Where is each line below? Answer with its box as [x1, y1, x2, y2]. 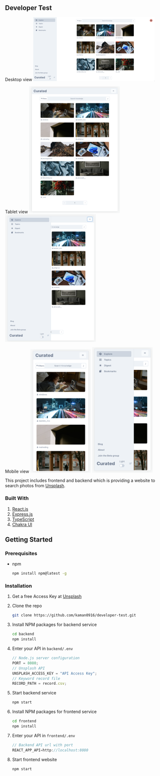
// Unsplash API [12, 666, 45, 671]
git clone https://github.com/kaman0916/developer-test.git [12, 613, 136, 618]
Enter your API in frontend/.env [12, 732, 75, 738]
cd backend [12, 632, 34, 637]
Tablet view [5, 209, 28, 215]
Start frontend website [12, 757, 57, 762]
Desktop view [5, 76, 32, 82]
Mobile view [5, 468, 30, 474]
